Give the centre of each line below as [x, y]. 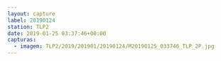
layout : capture [31, 14]
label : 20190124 [31, 20]
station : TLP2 [28, 27]
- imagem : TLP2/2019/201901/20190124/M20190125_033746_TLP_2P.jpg [114, 46]
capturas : [22, 40]
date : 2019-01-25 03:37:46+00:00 [57, 33]
